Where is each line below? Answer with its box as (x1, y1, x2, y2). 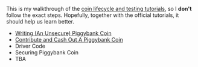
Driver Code (14, 42, 46, 49)
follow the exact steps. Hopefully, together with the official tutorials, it (6, 11, 179, 19)
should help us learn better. (6, 18, 74, 25)
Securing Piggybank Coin (14, 49, 78, 56)
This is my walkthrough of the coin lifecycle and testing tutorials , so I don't (6, 5, 192, 12)
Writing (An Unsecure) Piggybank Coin (14, 30, 112, 37)
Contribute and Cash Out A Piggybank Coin (14, 36, 124, 43)
